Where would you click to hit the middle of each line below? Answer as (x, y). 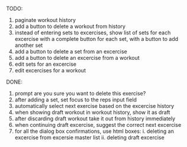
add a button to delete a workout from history (70, 26)
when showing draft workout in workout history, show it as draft (92, 112)
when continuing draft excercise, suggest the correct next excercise (98, 125)
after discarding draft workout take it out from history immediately (95, 119)
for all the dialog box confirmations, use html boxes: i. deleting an (94, 131)
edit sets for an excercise (46, 64)
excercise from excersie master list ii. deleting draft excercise (89, 138)
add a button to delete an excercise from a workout (77, 58)
